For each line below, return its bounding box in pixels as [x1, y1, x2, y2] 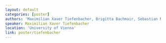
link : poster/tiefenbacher [5, 30, 61, 35]
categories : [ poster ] [5, 12, 50, 17]
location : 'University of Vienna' [5, 26, 77, 31]
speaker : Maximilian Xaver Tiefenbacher [5, 21, 90, 26]
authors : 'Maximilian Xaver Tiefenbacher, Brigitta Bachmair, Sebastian [5, 16, 158, 21]
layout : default [5, 7, 39, 12]
